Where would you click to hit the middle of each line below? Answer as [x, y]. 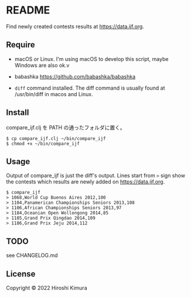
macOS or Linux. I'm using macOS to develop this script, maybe [91, 59]
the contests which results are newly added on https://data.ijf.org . [86, 182]
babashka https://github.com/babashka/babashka [75, 76]
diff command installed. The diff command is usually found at [90, 88]
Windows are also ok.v [42, 65]
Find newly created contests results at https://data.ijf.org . [75, 26]
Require [21, 45]
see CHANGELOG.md [32, 255]
